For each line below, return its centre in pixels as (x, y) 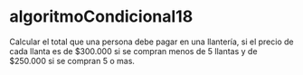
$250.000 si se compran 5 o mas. (72, 61)
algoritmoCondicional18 (101, 17)
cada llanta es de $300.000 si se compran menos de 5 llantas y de (133, 51)
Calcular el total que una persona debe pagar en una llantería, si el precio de (151, 42)
